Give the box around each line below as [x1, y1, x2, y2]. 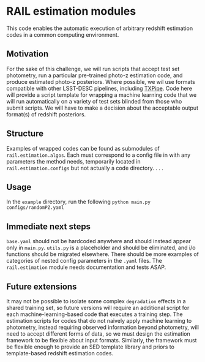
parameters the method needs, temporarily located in [6, 157, 141, 165]
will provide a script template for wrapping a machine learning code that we [6, 91, 197, 99]
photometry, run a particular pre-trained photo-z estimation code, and [6, 72, 183, 79]
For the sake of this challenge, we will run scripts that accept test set [6, 65, 180, 72]
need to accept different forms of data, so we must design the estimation [6, 330, 191, 337]
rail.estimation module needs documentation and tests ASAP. [6, 263, 166, 271]
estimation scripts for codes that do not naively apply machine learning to [6, 317, 192, 324]
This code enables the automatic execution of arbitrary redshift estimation [6, 25, 193, 32]
